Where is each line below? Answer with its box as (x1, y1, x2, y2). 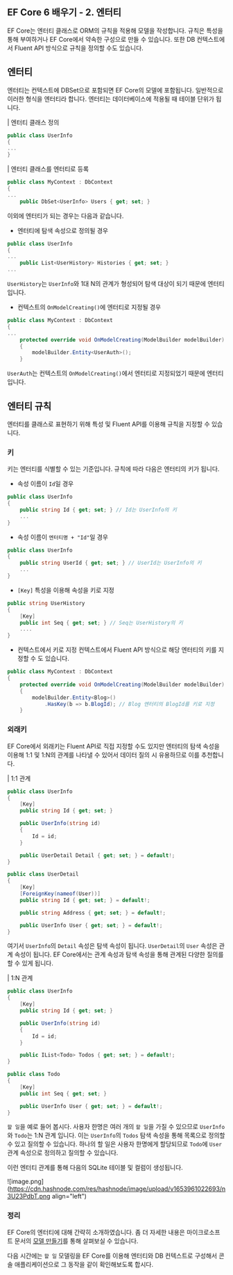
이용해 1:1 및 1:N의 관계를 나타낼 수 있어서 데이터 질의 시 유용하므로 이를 (7, 751, 200, 759)
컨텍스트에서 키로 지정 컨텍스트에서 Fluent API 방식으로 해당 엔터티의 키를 (17, 645, 217, 654)
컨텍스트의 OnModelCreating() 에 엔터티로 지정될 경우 (17, 303, 162, 311)
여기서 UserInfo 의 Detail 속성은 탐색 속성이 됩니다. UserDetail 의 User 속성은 (7, 942, 218, 950)
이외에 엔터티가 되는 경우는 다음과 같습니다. (7, 211, 124, 220)
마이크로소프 (186, 1228, 221, 1236)
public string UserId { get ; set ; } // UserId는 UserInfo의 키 (19, 559, 202, 567)
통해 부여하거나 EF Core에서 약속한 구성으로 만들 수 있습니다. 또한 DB (7, 35, 196, 43)
